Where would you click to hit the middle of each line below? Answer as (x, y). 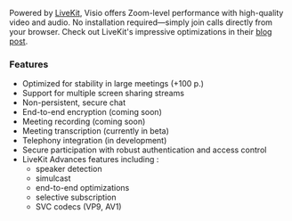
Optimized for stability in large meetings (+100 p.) (113, 84)
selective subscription (76, 197)
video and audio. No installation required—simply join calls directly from (141, 22)
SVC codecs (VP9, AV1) (78, 207)
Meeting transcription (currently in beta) (95, 131)
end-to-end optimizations (82, 188)
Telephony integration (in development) (94, 141)
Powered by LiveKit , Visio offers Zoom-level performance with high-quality (146, 13)
